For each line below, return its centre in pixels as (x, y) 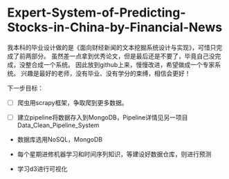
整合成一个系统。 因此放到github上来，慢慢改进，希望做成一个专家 (120, 64)
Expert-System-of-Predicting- (97, 13)
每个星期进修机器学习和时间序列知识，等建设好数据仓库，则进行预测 (114, 154)
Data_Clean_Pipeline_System (58, 125)
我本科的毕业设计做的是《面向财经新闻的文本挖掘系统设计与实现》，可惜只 (112, 47)
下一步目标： (25, 88)
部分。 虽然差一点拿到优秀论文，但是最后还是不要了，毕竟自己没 (123, 56)
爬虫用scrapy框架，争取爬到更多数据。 (72, 102)
